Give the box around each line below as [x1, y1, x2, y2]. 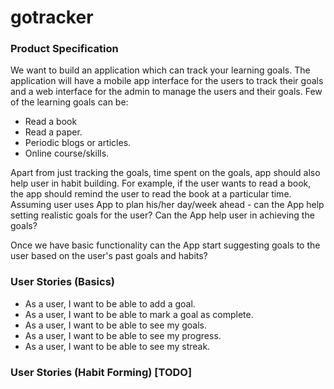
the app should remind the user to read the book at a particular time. [10, 188, 292, 200]
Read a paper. [24, 126, 83, 138]
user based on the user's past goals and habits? [10, 250, 208, 262]
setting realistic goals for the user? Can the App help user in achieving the [10, 209, 315, 221]
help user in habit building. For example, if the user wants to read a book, [10, 177, 312, 190]
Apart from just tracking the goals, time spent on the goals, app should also [10, 167, 321, 179]
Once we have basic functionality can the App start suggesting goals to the [10, 239, 321, 251]
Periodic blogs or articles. [24, 137, 132, 149]
